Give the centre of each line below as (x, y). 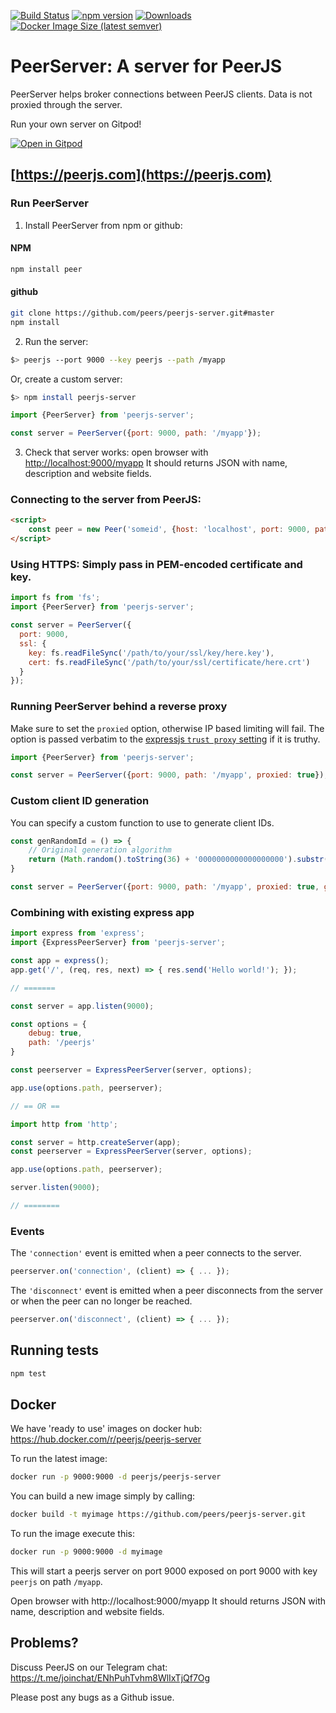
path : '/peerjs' (62, 1043)
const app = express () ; (60, 961)
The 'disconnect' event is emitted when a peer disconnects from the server (166, 1291)
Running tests (55, 1350)
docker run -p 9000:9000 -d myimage (86, 1552)
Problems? (44, 1643)
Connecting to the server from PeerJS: (106, 500)
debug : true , (55, 1033)
